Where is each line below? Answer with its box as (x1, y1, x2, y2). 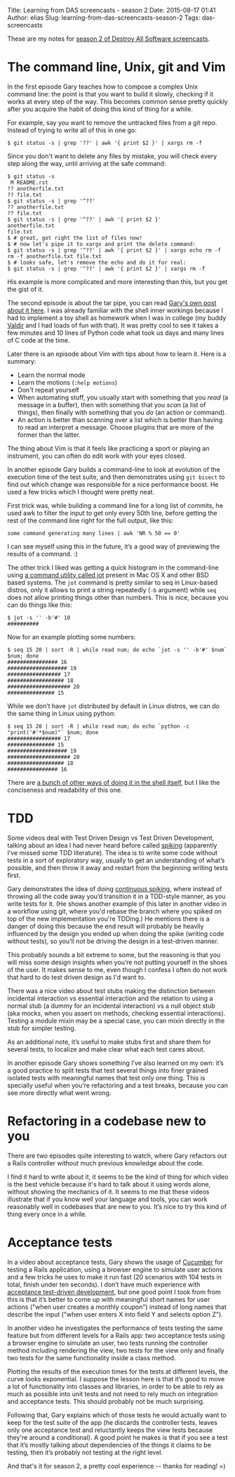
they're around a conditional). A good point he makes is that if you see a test (7, 1433, 228, 1441)
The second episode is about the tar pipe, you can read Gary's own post (7, 298, 217, 307)
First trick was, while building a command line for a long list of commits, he (7, 501, 223, 509)
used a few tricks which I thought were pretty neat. (7, 487, 155, 496)
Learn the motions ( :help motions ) (17, 378, 118, 386)
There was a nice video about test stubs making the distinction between (7, 986, 215, 995)
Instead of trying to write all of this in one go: (7, 126, 137, 134)
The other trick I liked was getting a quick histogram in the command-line (7, 563, 219, 572)
